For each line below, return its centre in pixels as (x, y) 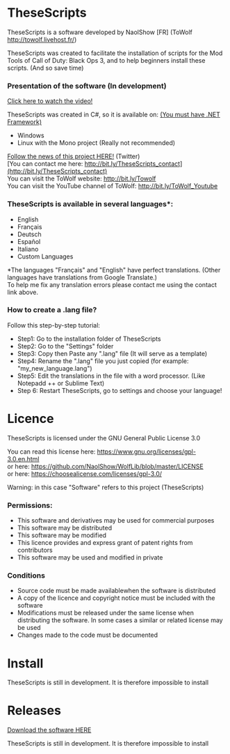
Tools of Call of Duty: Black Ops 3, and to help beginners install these (106, 60)
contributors (35, 550)
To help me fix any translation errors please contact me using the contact (112, 284)
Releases (34, 710)
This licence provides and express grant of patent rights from (105, 543)
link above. (23, 292)
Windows (31, 136)
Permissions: (30, 505)
